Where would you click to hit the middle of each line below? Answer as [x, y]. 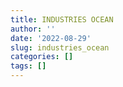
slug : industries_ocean [60, 47]
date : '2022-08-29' [51, 38]
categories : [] [42, 57]
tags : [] [28, 66]
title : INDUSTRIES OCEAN [62, 19]
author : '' [33, 29]
